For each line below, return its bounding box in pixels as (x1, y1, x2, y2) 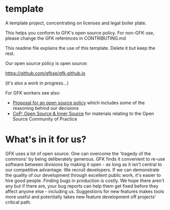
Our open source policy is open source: (5, 60, 88, 66)
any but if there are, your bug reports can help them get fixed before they (5, 183, 159, 189)
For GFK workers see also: (5, 89, 61, 96)
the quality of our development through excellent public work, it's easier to (5, 172, 161, 178)
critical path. (5, 199, 31, 205)
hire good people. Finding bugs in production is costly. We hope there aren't (5, 177, 164, 184)
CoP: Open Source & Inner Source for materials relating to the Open (12, 110, 154, 116)
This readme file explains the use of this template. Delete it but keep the (5, 45, 156, 51)
